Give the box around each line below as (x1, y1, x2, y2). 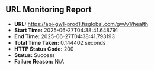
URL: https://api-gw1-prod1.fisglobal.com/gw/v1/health (14, 20, 149, 27)
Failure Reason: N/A (14, 58, 65, 65)
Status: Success (14, 51, 55, 58)
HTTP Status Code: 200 (14, 45, 74, 52)
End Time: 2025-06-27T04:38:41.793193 (14, 32, 115, 40)
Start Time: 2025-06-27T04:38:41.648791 (14, 26, 118, 34)
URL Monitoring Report (5, 5, 92, 15)
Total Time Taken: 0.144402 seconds (14, 39, 106, 46)
